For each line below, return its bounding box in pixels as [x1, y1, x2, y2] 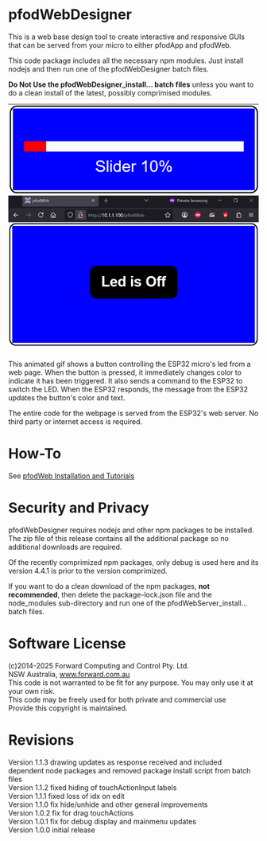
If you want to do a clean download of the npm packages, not [8, 581, 211, 590]
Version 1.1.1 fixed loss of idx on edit [8, 791, 125, 800]
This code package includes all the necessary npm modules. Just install [8, 56, 244, 65]
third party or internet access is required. [8, 417, 143, 426]
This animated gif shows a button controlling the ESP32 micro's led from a [8, 360, 251, 368]
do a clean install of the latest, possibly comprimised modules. [8, 88, 213, 97]
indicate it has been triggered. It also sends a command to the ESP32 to [8, 376, 243, 385]
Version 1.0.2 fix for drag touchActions [8, 808, 133, 817]
